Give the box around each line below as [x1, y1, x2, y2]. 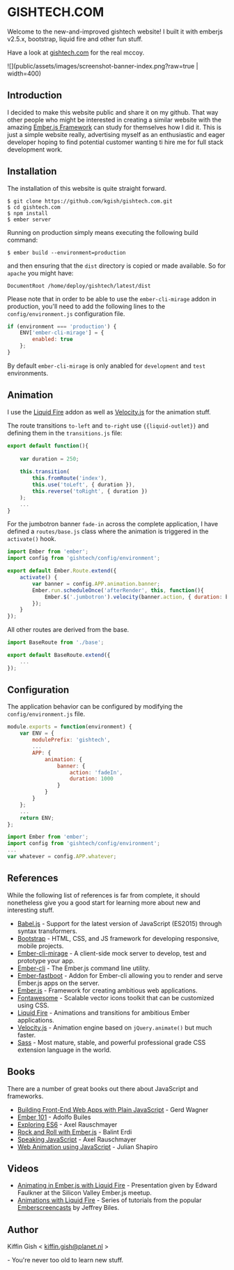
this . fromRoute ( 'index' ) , [32, 475, 108, 482]
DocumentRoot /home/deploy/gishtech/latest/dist [7, 282, 151, 289]
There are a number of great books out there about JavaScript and [7, 1084, 198, 1092]
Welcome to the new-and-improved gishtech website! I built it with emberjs [7, 27, 223, 36]
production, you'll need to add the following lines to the [7, 302, 166, 310]
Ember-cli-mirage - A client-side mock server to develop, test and [17, 948, 207, 958]
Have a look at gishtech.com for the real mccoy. [7, 48, 145, 57]
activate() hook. [7, 535, 57, 543]
